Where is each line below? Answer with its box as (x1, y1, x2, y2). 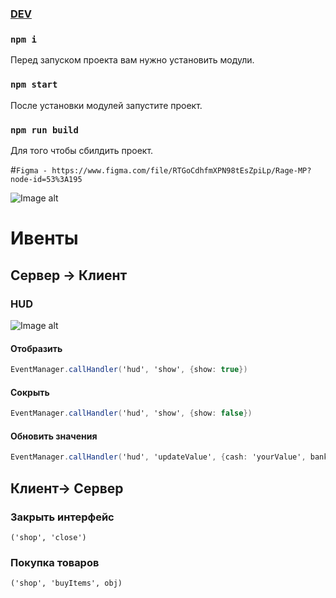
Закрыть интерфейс (10, 510, 115, 524)
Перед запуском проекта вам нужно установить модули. (10, 54, 255, 66)
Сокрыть (10, 386, 50, 398)
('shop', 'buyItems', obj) (10, 578, 123, 589)
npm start (10, 79, 58, 91)
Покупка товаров (10, 555, 100, 569)
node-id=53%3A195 (10, 175, 83, 185)
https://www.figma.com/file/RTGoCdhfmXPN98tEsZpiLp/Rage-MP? (51, 166, 312, 176)
